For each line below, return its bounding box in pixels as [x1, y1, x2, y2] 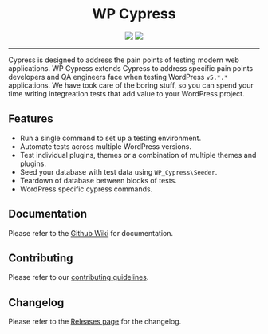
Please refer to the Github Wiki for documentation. [8, 228, 174, 238]
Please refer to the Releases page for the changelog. [8, 316, 182, 327]
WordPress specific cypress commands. [19, 184, 153, 194]
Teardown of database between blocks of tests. [19, 175, 177, 185]
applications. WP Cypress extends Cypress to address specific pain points [8, 63, 254, 73]
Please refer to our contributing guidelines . [8, 273, 149, 282]
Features [8, 112, 53, 126]
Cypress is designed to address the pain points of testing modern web [8, 55, 239, 65]
